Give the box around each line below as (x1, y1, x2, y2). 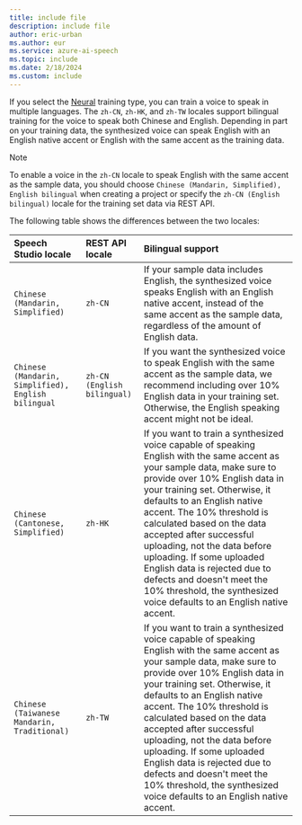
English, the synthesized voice (143, 274, 272, 287)
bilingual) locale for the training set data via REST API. (9, 198, 216, 208)
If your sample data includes (143, 262, 263, 275)
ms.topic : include (9, 55, 78, 64)
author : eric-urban (9, 30, 83, 39)
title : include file (9, 13, 87, 22)
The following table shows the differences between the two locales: (9, 215, 261, 226)
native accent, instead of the (143, 297, 264, 309)
